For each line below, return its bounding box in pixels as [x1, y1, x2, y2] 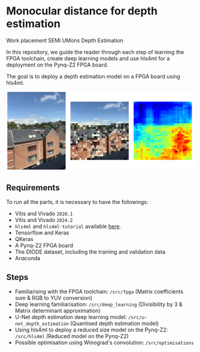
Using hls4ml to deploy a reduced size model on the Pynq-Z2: [14, 326, 168, 333]
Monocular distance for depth [6, 4, 157, 18]
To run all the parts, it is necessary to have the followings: [6, 198, 149, 206]
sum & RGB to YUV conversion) [14, 294, 93, 302]
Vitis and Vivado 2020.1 [14, 210, 73, 217]
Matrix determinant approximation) [14, 307, 101, 314]
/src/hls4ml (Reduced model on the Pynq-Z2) [14, 333, 129, 340]
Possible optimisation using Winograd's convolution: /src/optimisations [14, 339, 194, 346]
